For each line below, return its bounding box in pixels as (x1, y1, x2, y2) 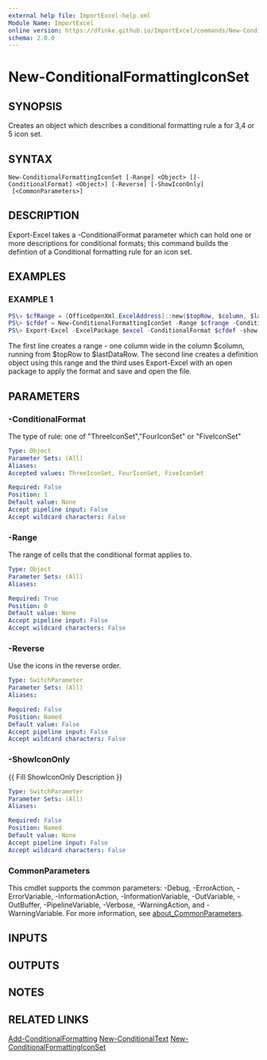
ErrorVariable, (8, 891, 54, 901)
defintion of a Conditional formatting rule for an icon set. (8, 247, 192, 256)
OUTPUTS (8, 958, 60, 972)
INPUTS (8, 932, 48, 945)
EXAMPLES (8, 270, 66, 283)
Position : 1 (8, 491, 48, 499)
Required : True (8, 594, 59, 602)
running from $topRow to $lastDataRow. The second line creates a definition (8, 349, 258, 359)
